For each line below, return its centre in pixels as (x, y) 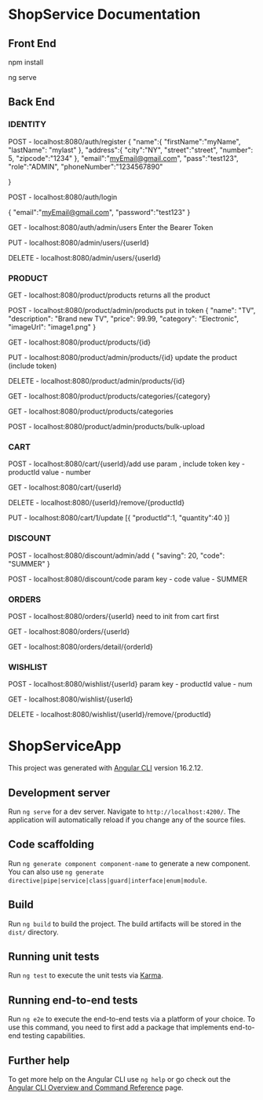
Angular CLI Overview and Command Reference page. (96, 1087)
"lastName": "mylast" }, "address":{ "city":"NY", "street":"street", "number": (131, 150)
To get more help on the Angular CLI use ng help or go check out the (119, 1079)
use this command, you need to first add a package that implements (118, 1027)
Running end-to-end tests (73, 1000)
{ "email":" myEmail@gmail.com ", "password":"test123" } (99, 212)
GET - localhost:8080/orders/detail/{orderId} (80, 647)
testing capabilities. (54, 1036)
